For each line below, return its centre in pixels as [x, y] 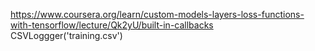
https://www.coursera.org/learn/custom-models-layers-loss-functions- [157, 14]
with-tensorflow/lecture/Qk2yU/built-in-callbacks [112, 25]
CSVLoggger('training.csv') [66, 35]
